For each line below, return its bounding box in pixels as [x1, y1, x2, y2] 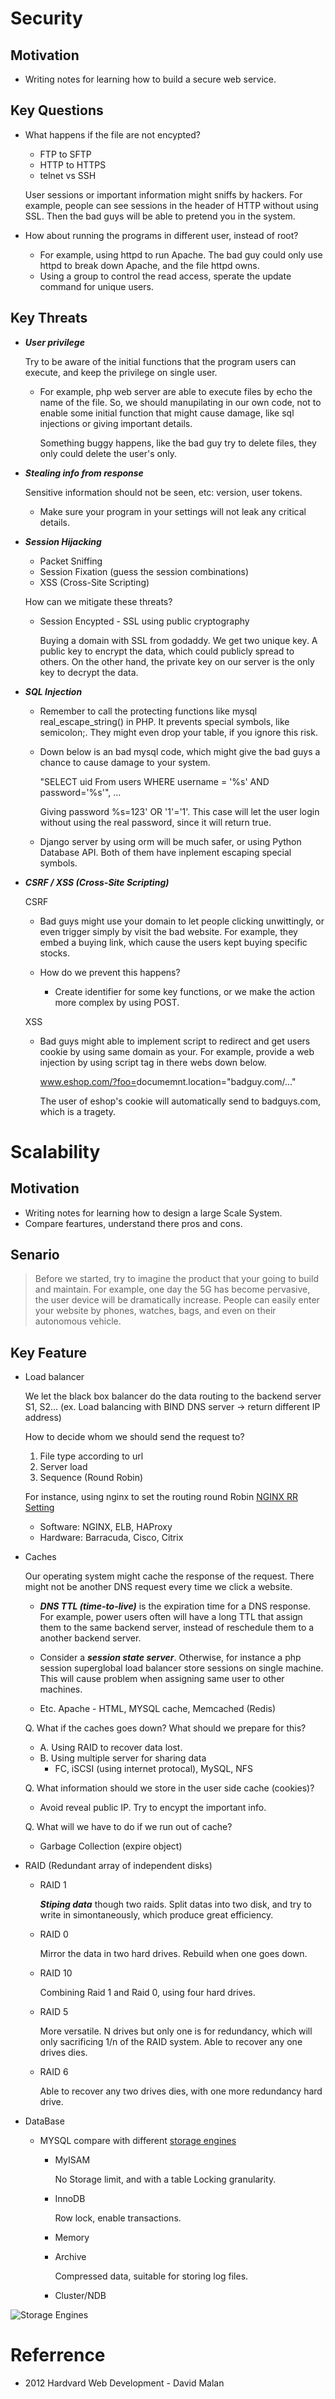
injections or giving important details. [39, 417, 193, 429]
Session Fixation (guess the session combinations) [39, 565, 250, 577]
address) [24, 1412, 62, 1424]
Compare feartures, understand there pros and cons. [24, 1217, 243, 1229]
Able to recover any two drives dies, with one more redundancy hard [39, 2085, 323, 2097]
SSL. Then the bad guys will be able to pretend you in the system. [24, 210, 296, 222]
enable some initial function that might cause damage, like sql [39, 407, 295, 419]
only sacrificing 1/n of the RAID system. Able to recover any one [39, 2036, 303, 2048]
